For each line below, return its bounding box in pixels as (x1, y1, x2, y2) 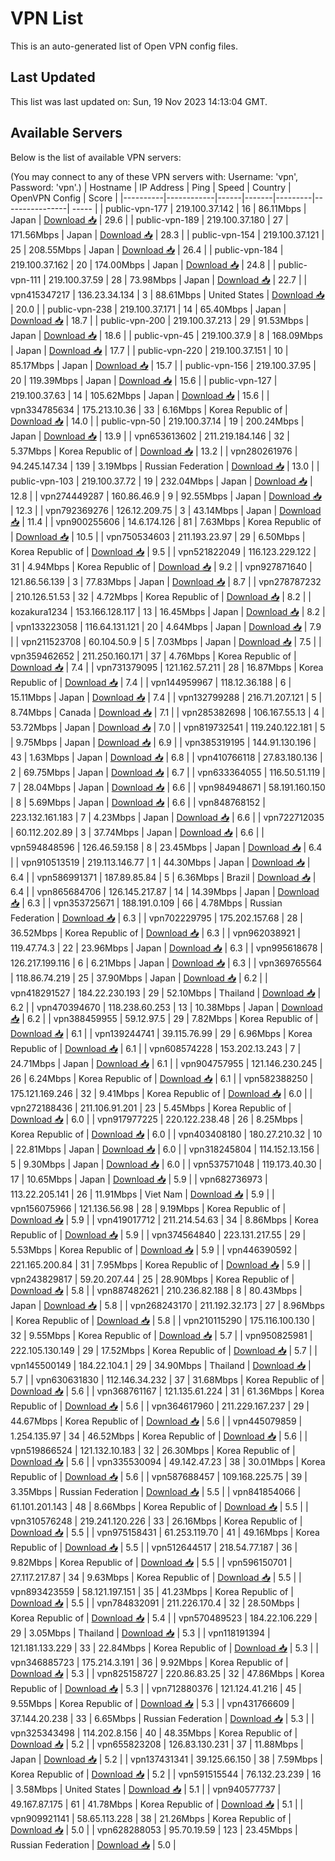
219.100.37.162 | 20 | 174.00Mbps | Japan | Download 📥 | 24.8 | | (10, 258, 277, 271)
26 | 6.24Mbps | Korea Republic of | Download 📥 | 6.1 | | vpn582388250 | (10, 1072, 314, 1084)
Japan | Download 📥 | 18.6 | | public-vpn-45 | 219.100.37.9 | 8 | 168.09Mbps (10, 329, 323, 341)
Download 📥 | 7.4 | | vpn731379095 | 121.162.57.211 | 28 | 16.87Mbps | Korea (10, 661, 324, 673)
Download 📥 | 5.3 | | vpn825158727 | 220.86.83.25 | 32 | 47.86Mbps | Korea (10, 1667, 325, 1679)
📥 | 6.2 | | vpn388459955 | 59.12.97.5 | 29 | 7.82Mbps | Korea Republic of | (10, 1012, 319, 1024)
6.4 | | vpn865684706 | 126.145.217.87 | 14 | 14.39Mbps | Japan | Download (10, 885, 320, 897)
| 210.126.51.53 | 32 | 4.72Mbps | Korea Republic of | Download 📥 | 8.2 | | (10, 590, 312, 602)
